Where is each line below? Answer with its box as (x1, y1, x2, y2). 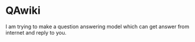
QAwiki (5, 4, 41, 17)
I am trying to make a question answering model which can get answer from (5, 23, 190, 30)
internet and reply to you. (5, 29, 67, 36)
